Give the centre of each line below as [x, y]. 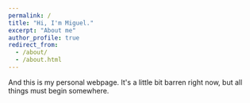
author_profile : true [44, 38]
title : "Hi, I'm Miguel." [51, 23]
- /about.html [38, 60]
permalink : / [30, 15]
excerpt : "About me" [42, 30]
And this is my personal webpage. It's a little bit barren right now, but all [125, 82]
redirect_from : [33, 45]
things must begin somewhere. [59, 90]
